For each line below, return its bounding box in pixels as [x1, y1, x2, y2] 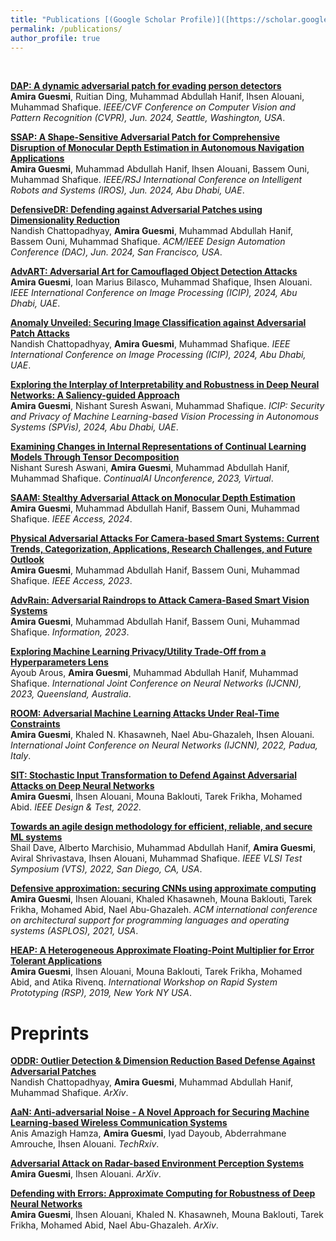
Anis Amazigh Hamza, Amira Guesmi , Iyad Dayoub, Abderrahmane [10, 1127, 287, 1140]
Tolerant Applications [10, 955, 103, 967]
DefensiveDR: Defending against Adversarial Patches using [10, 204, 263, 216]
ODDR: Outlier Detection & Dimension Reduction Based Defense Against [10, 1055, 316, 1067]
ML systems [10, 831, 63, 843]
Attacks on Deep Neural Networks [10, 780, 155, 792]
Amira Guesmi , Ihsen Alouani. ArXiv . [10, 1168, 162, 1180]
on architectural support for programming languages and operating [10, 914, 290, 926]
